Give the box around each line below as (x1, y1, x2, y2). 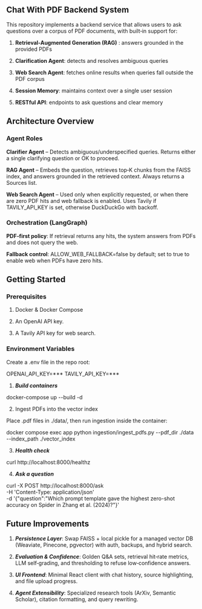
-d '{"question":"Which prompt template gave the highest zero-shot (6, 495, 175, 502)
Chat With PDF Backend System (6, 5, 129, 15)
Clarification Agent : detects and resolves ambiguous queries (15, 57, 168, 64)
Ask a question (15, 470, 54, 477)
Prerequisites (6, 292, 47, 301)
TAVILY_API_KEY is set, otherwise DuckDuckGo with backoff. (6, 204, 158, 211)
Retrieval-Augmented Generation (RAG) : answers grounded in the (15, 39, 184, 46)
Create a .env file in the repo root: (6, 358, 90, 366)
